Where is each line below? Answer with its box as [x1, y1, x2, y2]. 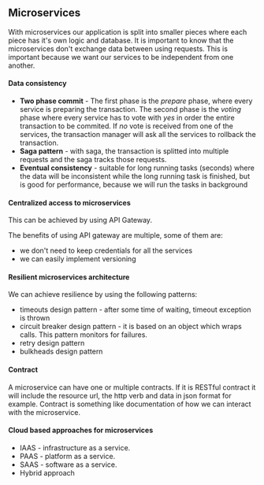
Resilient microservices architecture [8, 272, 130, 282]
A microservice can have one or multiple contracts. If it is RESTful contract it [8, 382, 256, 392]
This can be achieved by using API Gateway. [8, 216, 152, 225]
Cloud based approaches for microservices [8, 425, 154, 435]
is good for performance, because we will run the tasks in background [19, 180, 248, 190]
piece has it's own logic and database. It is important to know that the [8, 35, 234, 45]
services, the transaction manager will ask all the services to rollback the [19, 130, 256, 139]
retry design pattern [19, 339, 85, 348]
